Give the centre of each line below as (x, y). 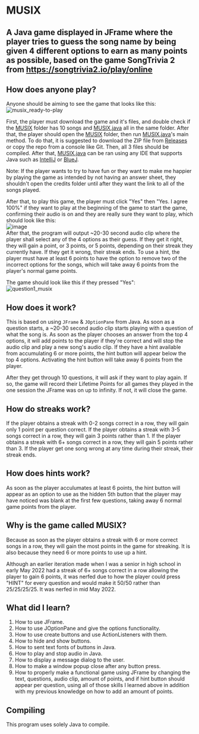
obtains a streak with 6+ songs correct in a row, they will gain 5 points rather (100, 442)
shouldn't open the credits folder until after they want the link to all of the (95, 184)
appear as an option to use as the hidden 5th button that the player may (94, 494)
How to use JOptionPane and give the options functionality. (87, 628)
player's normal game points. (42, 271)
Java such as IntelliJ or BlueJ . (42, 160)
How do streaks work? (48, 409)
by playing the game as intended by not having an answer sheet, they (91, 177)
